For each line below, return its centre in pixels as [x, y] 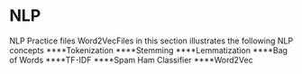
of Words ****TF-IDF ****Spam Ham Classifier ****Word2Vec [132, 60]
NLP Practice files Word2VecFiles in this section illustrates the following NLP [151, 41]
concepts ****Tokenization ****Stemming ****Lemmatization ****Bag [149, 50]
